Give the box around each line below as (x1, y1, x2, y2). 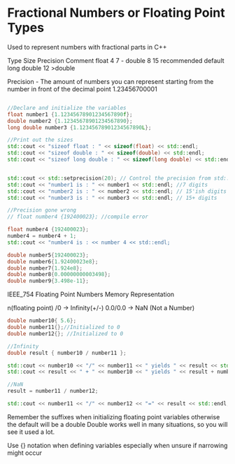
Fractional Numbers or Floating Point (7, 5, 225, 21)
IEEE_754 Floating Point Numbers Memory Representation (7, 290, 175, 298)
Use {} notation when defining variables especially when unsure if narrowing (7, 441, 228, 449)
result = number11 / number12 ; (7, 388, 99, 395)
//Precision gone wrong (7, 207, 77, 214)
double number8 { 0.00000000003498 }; (7, 271, 111, 278)
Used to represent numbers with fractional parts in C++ (7, 43, 167, 51)
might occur (7, 449, 42, 457)
